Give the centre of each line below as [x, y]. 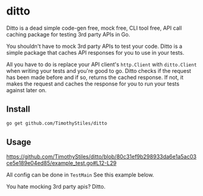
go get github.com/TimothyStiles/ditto [57, 123]
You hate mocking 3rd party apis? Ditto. [56, 187]
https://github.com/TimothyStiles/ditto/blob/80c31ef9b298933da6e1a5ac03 [101, 157]
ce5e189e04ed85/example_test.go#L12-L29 [61, 163]
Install [18, 110]
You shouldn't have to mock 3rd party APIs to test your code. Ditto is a [94, 46]
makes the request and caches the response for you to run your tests [93, 84]
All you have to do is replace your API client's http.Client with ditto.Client [102, 64]
